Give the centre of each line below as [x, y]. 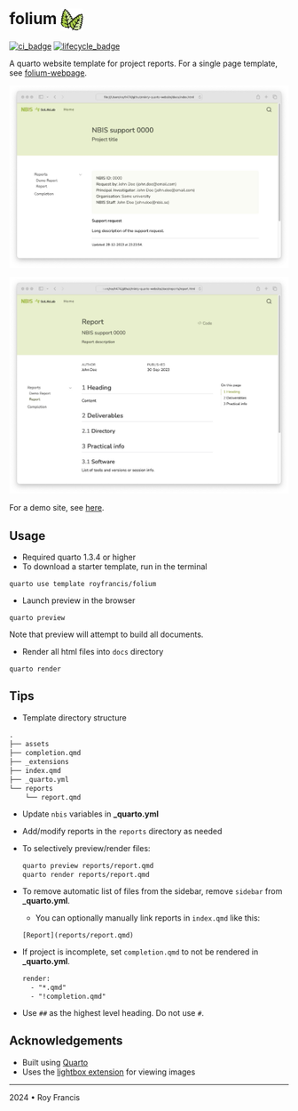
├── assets [29, 744]
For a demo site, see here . [57, 508]
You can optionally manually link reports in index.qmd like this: [148, 918]
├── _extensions [39, 761]
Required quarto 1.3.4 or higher [78, 557]
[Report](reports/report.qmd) [78, 935]
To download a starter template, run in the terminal [114, 567]
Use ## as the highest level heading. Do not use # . [113, 1012]
